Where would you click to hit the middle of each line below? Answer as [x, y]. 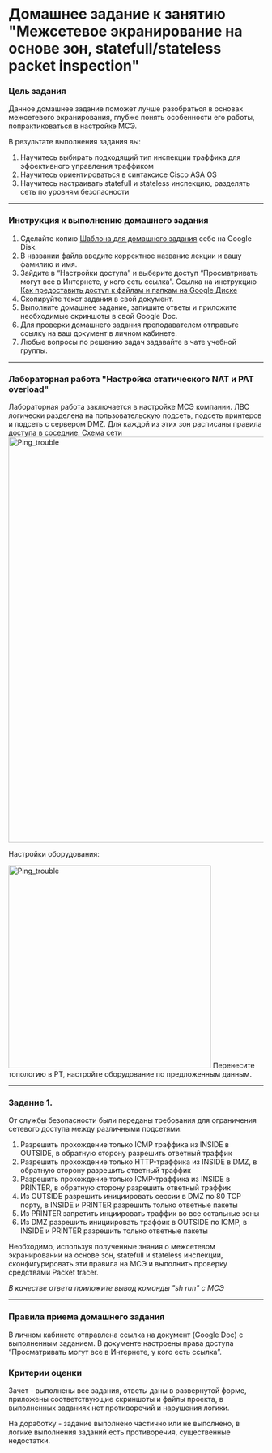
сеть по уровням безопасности [74, 192]
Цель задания [37, 92]
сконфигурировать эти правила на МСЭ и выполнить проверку [118, 1264]
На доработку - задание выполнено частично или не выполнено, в [124, 1423]
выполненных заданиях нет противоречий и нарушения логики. [119, 1408]
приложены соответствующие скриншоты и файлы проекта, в [116, 1399]
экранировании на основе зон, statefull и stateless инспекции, [116, 1255]
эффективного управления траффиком [87, 166]
